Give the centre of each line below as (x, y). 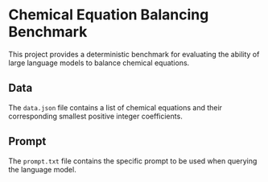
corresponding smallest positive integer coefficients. (95, 116)
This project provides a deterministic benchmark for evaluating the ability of (134, 54)
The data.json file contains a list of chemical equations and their (115, 107)
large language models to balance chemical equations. (99, 63)
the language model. (42, 169)
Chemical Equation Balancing (109, 15)
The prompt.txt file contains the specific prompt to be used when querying (133, 161)
